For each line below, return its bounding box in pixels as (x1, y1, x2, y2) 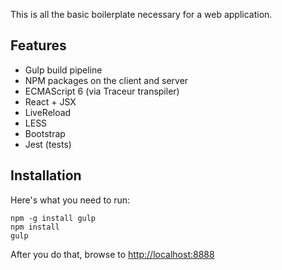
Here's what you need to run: (10, 194, 131, 206)
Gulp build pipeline (24, 64, 103, 76)
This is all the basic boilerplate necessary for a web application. (10, 9, 273, 20)
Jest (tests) (24, 138, 72, 150)
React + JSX (24, 95, 77, 108)
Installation (10, 167, 82, 184)
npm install (10, 222, 60, 232)
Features (10, 37, 67, 54)
